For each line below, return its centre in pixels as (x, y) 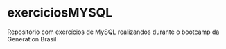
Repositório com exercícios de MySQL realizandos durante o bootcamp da (113, 32)
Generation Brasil (32, 39)
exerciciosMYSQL (60, 13)
